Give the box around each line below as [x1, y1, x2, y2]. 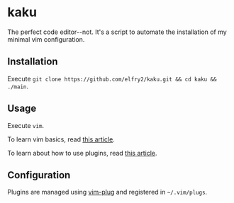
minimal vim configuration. [7, 35, 85, 43]
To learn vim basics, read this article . [7, 135, 115, 144]
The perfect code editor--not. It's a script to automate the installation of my [7, 28, 227, 36]
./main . [7, 82, 28, 91]
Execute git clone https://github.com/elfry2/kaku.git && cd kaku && [7, 74, 217, 83]
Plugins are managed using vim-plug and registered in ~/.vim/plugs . [7, 188, 208, 197]
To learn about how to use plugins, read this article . [7, 149, 157, 157]
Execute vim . [7, 121, 45, 129]
